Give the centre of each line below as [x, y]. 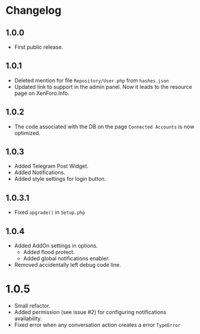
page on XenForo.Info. [42, 93]
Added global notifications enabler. [66, 258]
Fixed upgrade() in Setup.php [49, 212]
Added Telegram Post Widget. [51, 166]
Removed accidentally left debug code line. [68, 265]
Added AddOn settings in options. [56, 246]
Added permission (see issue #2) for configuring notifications [90, 312]
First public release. [39, 47]
